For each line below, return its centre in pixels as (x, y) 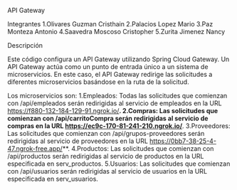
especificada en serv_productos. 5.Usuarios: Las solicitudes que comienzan (119, 164)
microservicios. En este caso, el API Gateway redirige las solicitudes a (110, 74)
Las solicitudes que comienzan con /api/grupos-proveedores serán (106, 133)
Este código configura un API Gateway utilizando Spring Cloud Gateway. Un (118, 59)
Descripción (25, 45)
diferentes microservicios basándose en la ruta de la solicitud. (99, 82)
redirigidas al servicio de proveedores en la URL (78, 141)
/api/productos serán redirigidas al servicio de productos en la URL (106, 156)
